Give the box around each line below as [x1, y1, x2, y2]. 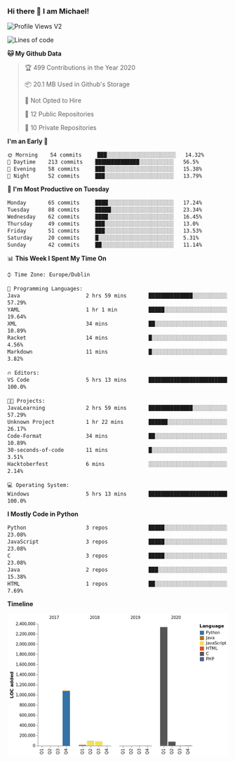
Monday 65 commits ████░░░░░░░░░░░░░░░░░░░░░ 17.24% [7, 199, 202, 206]
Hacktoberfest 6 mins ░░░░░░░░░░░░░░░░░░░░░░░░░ [7, 461, 228, 468]
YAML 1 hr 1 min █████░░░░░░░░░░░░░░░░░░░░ [7, 307, 228, 314]
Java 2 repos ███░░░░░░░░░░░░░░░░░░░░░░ [7, 566, 228, 574]
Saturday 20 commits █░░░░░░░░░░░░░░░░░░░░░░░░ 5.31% [7, 234, 199, 241]
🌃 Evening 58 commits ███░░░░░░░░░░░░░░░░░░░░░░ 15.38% [7, 166, 202, 173]
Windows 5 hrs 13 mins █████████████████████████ [7, 490, 228, 497]
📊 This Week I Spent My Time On [7, 254, 107, 262]
